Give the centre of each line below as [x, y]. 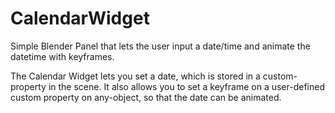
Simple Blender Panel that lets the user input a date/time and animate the [160, 46]
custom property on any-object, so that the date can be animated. [146, 97]
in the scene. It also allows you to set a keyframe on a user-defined [186, 86]
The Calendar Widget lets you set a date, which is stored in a [135, 76]
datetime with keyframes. [62, 56]
